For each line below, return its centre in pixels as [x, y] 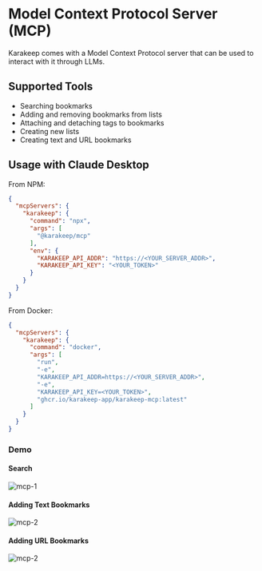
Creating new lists [50, 131]
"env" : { [44, 251]
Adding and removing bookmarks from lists [91, 114]
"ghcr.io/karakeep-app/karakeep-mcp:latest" [112, 399]
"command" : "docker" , [65, 347]
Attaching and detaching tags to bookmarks [92, 123]
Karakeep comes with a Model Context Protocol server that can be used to [131, 53]
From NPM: [27, 184]
